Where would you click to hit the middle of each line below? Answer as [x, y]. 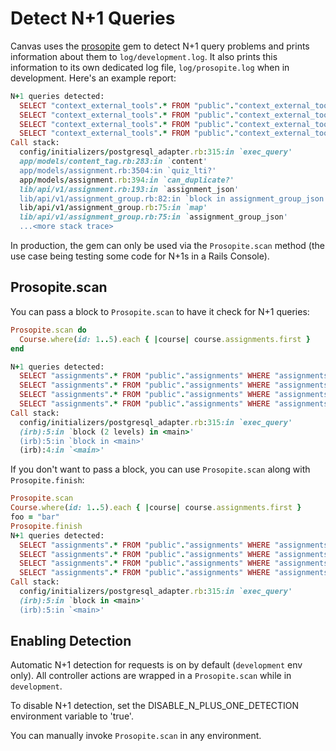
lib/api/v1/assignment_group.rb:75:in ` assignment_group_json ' [153, 217]
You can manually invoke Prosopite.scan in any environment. [136, 736]
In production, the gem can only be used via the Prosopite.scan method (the [167, 246]
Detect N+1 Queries [93, 18]
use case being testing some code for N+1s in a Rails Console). [140, 256]
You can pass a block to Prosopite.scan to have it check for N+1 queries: [160, 311]
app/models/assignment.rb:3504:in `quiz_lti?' [118, 170]
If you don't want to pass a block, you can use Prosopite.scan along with [160, 469]
